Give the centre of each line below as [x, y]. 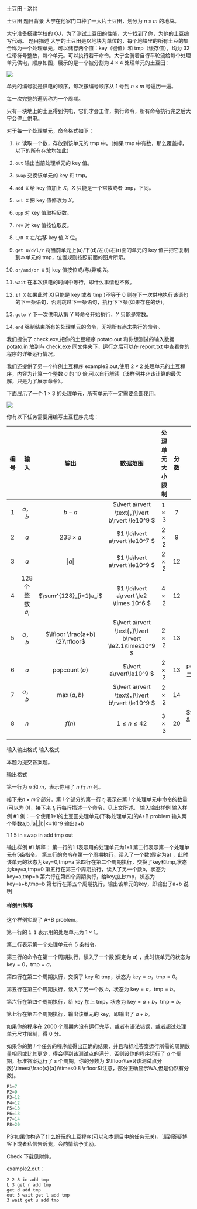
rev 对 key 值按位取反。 [44, 225]
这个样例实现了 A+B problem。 [44, 919]
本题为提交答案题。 [30, 762]
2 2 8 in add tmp [28, 1180]
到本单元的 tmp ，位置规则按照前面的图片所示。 [72, 257]
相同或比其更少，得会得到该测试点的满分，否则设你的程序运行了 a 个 [94, 1053]
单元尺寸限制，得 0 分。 [35, 1033]
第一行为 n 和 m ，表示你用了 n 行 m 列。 [55, 787]
